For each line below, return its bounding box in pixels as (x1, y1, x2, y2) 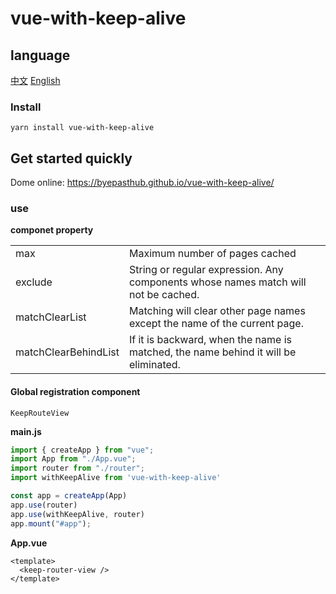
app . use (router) (10, 500, 78, 510)
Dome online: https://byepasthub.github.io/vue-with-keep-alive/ (10, 177, 275, 189)
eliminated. (128, 358, 181, 372)
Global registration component (10, 386, 141, 397)
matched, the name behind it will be (128, 345, 297, 359)
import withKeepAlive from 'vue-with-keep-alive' (10, 473, 222, 483)
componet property (10, 224, 94, 236)
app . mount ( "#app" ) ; (10, 518, 92, 529)
